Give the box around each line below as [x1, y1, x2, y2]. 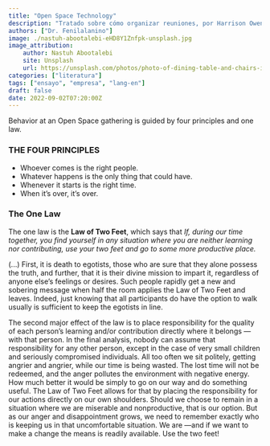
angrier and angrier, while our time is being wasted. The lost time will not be [8, 360, 260, 370]
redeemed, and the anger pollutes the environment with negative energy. [8, 369, 250, 378]
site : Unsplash [22, 57, 74, 65]
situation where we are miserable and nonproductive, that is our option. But [8, 403, 258, 412]
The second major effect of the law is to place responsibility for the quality [8, 317, 255, 327]
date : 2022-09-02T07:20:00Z [8, 94, 103, 102]
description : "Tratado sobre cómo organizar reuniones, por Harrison [8, 19, 247, 27]
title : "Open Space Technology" [8, 11, 117, 20]
